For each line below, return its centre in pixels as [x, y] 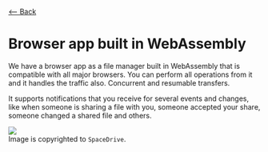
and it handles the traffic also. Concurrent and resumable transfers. [119, 82]
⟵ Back [22, 12]
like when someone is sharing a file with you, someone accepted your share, [134, 106]
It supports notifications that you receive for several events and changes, [129, 98]
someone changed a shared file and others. [80, 115]
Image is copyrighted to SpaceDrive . [67, 138]
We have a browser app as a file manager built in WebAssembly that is [124, 66]
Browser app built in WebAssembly [127, 44]
